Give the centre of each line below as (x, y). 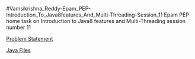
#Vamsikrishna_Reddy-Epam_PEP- (48, 9)
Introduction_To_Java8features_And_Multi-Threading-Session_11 (84, 15)
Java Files (18, 50)
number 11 (19, 27)
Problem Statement (30, 39)
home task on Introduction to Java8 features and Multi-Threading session (96, 21)
